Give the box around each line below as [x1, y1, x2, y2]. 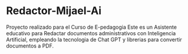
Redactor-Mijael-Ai [6, 4, 102, 18]
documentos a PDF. [6, 42, 54, 49]
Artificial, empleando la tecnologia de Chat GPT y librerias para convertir [6, 36, 182, 43]
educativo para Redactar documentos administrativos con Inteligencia [6, 29, 176, 36]
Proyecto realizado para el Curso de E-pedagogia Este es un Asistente [6, 23, 177, 31]
